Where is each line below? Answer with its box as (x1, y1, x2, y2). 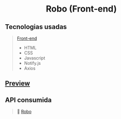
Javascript (24, 55, 45, 61)
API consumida (5, 96, 52, 104)
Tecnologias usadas (5, 23, 67, 31)
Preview (5, 79, 30, 88)
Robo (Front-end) (45, 3, 117, 15)
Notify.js (24, 60, 41, 66)
